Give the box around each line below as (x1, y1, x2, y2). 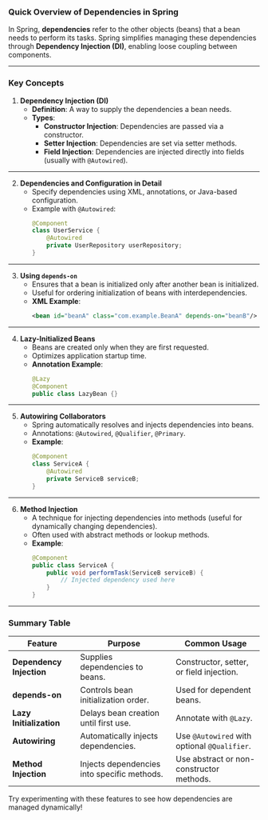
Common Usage (184, 638, 247, 650)
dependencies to (80, 662, 144, 673)
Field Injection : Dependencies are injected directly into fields (43, 146, 245, 156)
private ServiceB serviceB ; (46, 475, 140, 483)
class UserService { (31, 226, 100, 234)
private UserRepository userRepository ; (46, 242, 183, 250)
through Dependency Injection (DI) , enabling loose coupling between (8, 42, 238, 51)
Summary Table (8, 618, 71, 629)
